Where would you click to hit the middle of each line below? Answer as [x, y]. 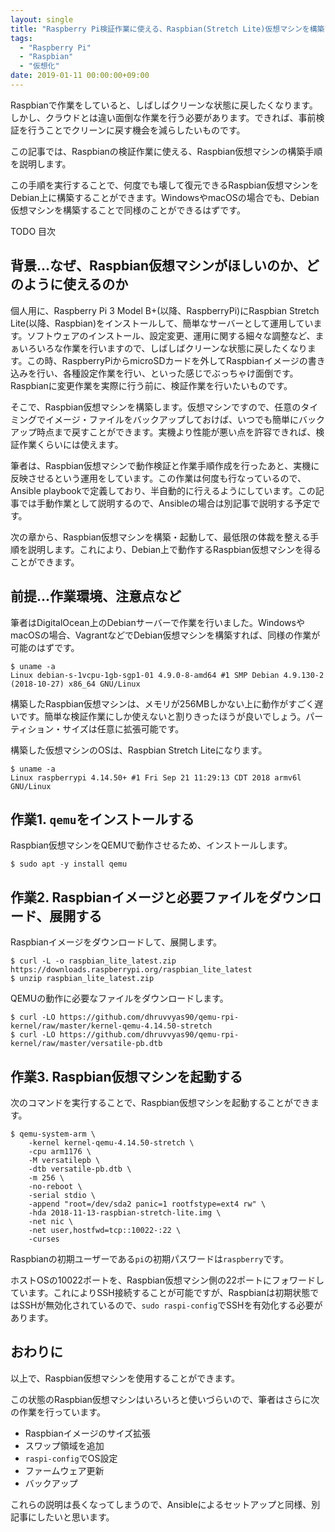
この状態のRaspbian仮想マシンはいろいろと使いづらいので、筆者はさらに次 [165, 1399]
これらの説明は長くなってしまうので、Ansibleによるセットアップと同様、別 [165, 1504]
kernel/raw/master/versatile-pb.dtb [86, 1044]
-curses [44, 1239]
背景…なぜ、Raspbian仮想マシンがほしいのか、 [158, 266]
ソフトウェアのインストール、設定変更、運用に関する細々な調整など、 [171, 335]
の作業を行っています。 [58, 1412]
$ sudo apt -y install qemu [69, 864]
